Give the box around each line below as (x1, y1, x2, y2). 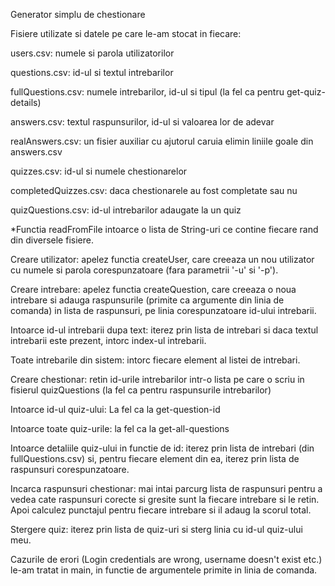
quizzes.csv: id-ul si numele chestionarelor (10, 165, 188, 177)
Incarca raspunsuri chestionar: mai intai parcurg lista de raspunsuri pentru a (10, 483, 323, 494)
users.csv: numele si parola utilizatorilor (10, 47, 175, 59)
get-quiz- (286, 86, 326, 98)
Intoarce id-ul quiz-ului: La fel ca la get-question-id (10, 404, 221, 415)
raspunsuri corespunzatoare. (10, 464, 130, 475)
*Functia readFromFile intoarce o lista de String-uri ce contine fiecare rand (10, 224, 319, 235)
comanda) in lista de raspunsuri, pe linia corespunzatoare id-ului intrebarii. (10, 305, 317, 316)
